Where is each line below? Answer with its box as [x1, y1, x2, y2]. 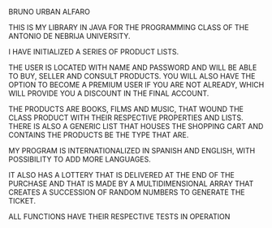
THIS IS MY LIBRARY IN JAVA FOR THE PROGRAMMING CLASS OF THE [8, 23, 249, 32]
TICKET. [8, 196, 37, 205]
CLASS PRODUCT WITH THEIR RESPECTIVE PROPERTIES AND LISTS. [8, 113, 244, 123]
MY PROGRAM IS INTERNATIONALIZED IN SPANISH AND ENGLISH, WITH [8, 146, 256, 155]
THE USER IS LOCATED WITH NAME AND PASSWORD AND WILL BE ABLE [8, 62, 257, 72]
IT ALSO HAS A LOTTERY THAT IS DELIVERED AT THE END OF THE [8, 170, 235, 179]
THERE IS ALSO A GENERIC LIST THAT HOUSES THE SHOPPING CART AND [8, 122, 264, 131]
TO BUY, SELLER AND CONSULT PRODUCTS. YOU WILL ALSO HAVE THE [8, 71, 256, 80]
